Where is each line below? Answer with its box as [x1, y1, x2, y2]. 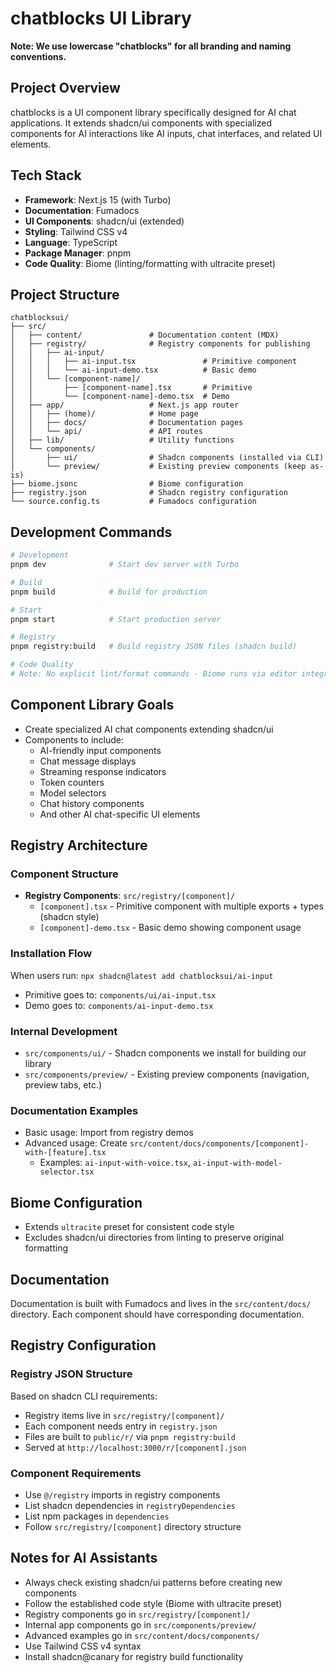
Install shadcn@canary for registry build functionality [24, 1650, 244, 1662]
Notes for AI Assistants [10, 1550, 158, 1567]
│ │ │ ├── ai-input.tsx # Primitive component [10, 357, 298, 367]
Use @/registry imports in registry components [24, 1488, 221, 1501]
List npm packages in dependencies [24, 1510, 170, 1522]
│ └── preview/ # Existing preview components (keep [10, 462, 307, 472]
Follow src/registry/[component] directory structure [24, 1520, 242, 1532]
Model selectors [39, 787, 107, 799]
